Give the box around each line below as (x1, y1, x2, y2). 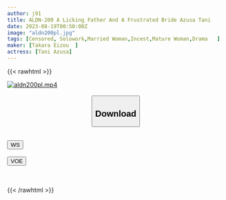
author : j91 (7, 10, 41, 17)
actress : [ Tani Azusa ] (7, 49, 72, 56)
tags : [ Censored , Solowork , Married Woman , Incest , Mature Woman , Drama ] (7, 36, 220, 43)
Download (95, 108, 136, 119)
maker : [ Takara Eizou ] (7, 42, 79, 49)
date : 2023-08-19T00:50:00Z (7, 23, 88, 30)
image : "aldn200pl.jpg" (7, 29, 76, 36)
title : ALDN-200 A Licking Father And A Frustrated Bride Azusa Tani (7, 16, 212, 23)
